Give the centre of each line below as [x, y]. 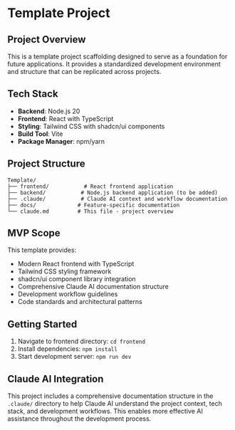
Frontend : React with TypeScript [66, 118]
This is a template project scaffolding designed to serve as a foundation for [117, 56]
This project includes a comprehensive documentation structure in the [110, 396]
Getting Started [42, 324]
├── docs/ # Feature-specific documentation [94, 205]
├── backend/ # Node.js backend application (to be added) [113, 193]
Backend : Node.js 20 [49, 111]
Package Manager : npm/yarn [61, 141]
